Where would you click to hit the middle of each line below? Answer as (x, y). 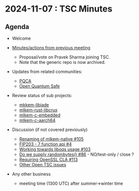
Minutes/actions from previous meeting (51, 48)
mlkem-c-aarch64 (37, 120)
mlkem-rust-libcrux (38, 110)
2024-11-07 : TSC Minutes (59, 9)
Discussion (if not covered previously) (50, 130)
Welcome (21, 38)
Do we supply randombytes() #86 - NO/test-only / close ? (76, 154)
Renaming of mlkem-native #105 (51, 139)
